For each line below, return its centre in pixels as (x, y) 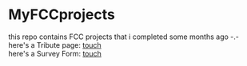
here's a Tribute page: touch (55, 45)
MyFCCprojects (62, 15)
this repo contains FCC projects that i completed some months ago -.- (124, 37)
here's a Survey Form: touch (55, 53)
